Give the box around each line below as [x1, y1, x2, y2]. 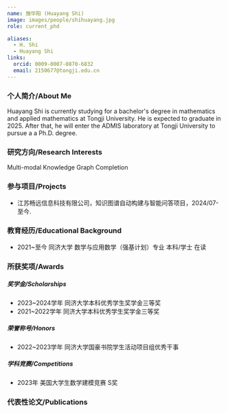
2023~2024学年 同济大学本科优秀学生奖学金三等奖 [16, 298, 161, 307]
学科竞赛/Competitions [7, 359, 73, 368]
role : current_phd [7, 23, 60, 29]
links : [7, 54, 26, 62]
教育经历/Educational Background [7, 226, 122, 235]
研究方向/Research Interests [7, 147, 103, 156]
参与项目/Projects [7, 182, 67, 191]
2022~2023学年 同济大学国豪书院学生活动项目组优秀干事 [16, 342, 179, 351]
